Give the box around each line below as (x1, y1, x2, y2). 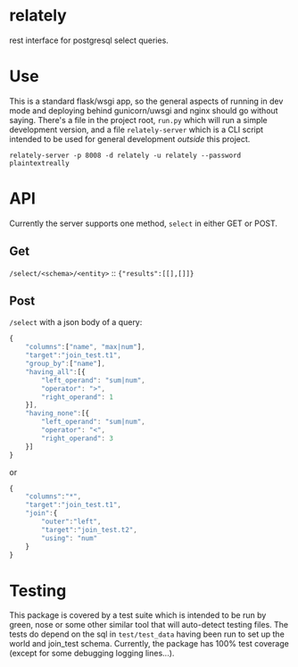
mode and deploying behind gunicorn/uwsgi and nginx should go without (9, 104, 278, 116)
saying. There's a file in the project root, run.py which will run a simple (9, 114, 268, 125)
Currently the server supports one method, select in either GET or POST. (9, 218, 278, 229)
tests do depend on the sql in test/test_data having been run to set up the (9, 629, 286, 639)
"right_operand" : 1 (41, 392, 114, 402)
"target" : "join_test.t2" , (41, 525, 138, 534)
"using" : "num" (41, 533, 98, 543)
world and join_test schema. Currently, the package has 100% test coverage (9, 638, 290, 649)
